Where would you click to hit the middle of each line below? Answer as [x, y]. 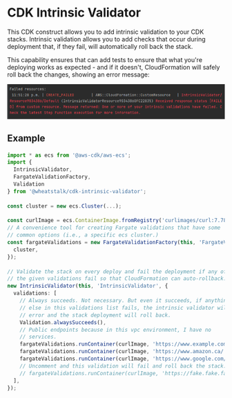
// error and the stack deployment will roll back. [95, 315]
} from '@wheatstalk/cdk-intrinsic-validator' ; [77, 191]
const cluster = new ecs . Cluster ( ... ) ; [65, 206]
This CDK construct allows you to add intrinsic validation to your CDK [106, 32]
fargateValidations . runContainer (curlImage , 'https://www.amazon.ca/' [123, 352]
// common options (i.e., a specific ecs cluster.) [83, 235]
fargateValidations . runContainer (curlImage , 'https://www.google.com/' [125, 359]
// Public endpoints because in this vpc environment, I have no [116, 330]
